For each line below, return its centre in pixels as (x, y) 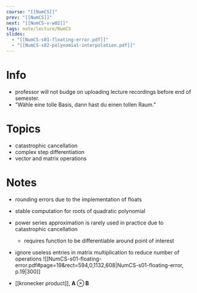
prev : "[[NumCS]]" (29, 17)
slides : (16, 34)
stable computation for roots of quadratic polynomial (80, 211)
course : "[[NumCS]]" (32, 12)
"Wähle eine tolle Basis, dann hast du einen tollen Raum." (85, 104)
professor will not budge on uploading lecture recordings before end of (103, 91)
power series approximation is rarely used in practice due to (89, 223)
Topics (23, 129)
